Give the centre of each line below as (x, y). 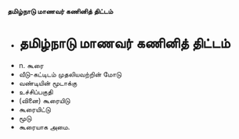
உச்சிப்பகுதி (36, 91)
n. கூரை (31, 65)
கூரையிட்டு (35, 109)
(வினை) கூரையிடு (44, 100)
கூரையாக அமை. (44, 127)
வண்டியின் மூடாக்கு (48, 83)
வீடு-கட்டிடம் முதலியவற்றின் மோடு (70, 74)
